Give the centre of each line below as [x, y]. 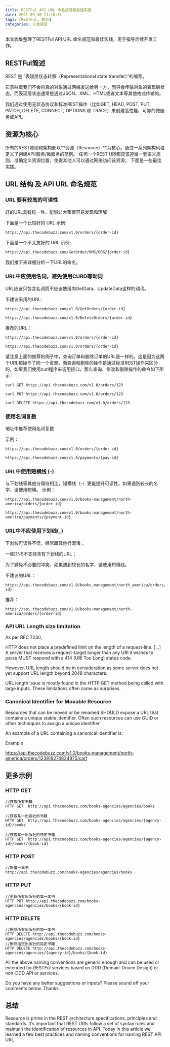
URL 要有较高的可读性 [32, 200]
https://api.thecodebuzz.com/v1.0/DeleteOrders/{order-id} [69, 318]
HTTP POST [20, 856]
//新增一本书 [17, 868]
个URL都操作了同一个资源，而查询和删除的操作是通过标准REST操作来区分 [82, 363]
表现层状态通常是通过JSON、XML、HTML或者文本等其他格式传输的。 [91, 93]
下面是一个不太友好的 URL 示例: [38, 242]
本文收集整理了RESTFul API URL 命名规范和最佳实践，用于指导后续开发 [79, 39]
